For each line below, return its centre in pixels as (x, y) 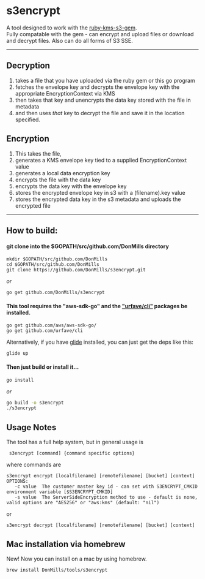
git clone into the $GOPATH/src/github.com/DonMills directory (88, 246)
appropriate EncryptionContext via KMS (65, 93)
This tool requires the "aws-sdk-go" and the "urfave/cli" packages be (97, 306)
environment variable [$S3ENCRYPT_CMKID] (60, 492)
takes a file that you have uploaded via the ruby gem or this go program (105, 80)
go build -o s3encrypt (35, 403)
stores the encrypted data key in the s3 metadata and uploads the (98, 199)
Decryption (28, 66)
